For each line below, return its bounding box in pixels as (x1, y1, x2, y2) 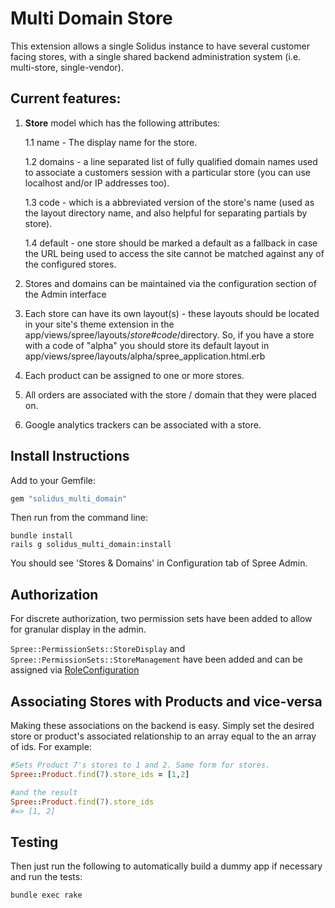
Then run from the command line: (10, 512, 149, 524)
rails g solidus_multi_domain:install (10, 540, 172, 550)
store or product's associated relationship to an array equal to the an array (10, 730, 317, 742)
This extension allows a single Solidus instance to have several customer (10, 40, 310, 52)
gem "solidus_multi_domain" (10, 493, 128, 504)
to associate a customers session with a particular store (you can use (24, 166, 311, 178)
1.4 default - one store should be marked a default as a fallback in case (24, 237, 318, 249)
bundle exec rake (10, 890, 83, 901)
